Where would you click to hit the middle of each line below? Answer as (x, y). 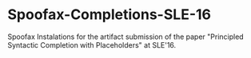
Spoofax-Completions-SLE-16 (109, 15)
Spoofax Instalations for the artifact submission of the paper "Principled (126, 37)
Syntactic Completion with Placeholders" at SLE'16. (92, 44)
